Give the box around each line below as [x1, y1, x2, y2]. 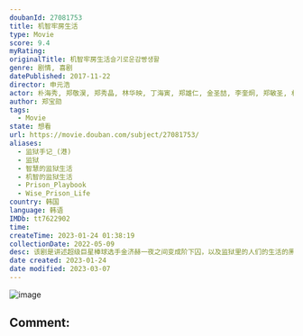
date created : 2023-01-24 [9, 256, 106, 266]
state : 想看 [9, 123, 51, 132]
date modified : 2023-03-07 [9, 265, 111, 274]
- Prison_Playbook [17, 181, 87, 190]
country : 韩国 [9, 197, 60, 207]
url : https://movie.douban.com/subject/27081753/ [9, 131, 200, 140]
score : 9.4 [9, 38, 50, 48]
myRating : [9, 47, 47, 56]
